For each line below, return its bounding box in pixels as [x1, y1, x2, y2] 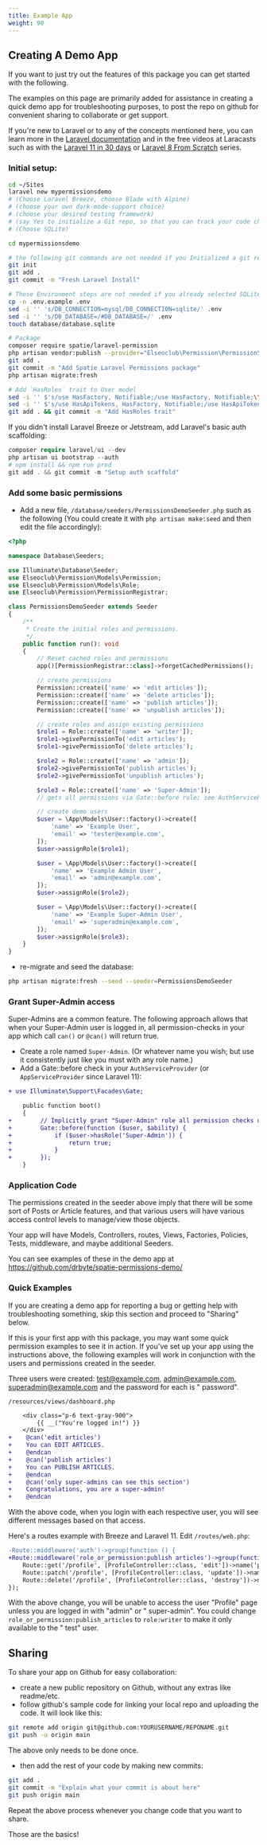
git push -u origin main [8, 1731, 91, 1739]
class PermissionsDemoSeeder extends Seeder [8, 603, 158, 611]
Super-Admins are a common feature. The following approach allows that [8, 1014, 249, 1024]
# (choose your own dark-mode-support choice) [8, 203, 165, 211]
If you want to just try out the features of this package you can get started [8, 69, 250, 80]
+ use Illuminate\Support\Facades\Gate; [8, 1087, 145, 1095]
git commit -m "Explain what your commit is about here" [8, 1784, 201, 1792]
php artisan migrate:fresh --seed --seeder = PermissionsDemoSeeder [8, 977, 233, 985]
